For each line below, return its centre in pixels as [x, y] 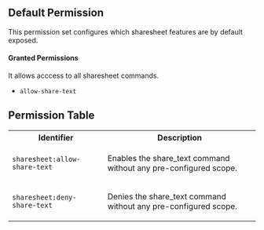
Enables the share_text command [169, 158]
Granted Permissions [43, 58]
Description [180, 137]
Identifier [56, 137]
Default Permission [56, 13]
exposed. [23, 40]
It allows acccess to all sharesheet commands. [84, 76]
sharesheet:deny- [44, 197]
